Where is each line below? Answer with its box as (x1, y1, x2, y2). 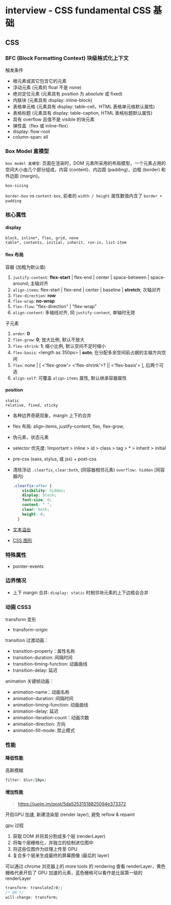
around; (12, 280, 30, 286)
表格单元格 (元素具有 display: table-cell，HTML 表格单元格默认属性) (12, 103, 155, 109)
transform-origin (12, 626, 47, 632)
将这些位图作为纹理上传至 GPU (12, 846, 78, 852)
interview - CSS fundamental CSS (5, 5, 152, 16)
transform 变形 (5, 616, 37, 622)
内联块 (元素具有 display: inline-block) (12, 97, 93, 103)
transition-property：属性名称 (12, 648, 76, 654)
